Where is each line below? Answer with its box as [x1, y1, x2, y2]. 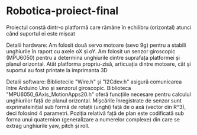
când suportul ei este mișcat [6, 30, 76, 37]
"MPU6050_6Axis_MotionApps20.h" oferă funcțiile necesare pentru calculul [6, 91, 191, 98]
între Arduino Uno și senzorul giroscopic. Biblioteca [6, 84, 131, 91]
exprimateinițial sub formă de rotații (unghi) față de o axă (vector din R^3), [6, 103, 186, 110]
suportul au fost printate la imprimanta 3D [6, 66, 108, 73]
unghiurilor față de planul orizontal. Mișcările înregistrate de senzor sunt [6, 97, 182, 104]
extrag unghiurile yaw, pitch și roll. [6, 122, 90, 129]
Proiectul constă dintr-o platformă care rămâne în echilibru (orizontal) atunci [6, 24, 192, 31]
